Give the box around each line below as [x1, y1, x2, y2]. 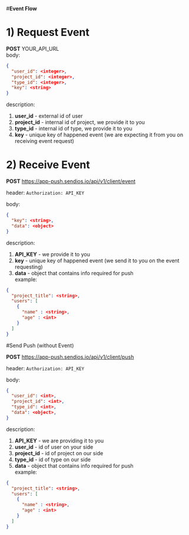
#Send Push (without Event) [6, 342, 74, 349]
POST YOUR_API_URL [6, 45, 59, 52]
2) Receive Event [6, 158, 90, 172]
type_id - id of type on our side [14, 456, 91, 463]
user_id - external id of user [14, 112, 84, 120]
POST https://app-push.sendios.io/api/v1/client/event [6, 178, 135, 185]
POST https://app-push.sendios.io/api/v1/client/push [6, 353, 134, 360]
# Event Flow [6, 5, 37, 12]
